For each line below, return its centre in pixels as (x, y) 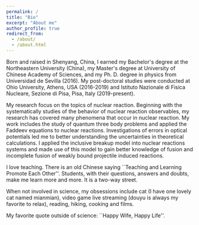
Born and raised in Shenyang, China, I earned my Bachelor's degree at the (97, 62)
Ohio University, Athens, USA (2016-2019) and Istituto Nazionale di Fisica (96, 87)
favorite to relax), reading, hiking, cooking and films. (70, 204)
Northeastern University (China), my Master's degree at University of (91, 68)
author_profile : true (33, 28)
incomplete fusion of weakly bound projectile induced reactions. (85, 155)
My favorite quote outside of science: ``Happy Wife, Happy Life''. (86, 215)
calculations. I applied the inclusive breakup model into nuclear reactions (96, 143)
